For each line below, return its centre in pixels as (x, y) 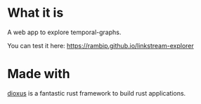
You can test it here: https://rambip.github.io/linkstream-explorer (101, 45)
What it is (35, 13)
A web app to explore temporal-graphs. (64, 32)
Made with (39, 74)
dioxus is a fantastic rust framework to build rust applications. (97, 93)
